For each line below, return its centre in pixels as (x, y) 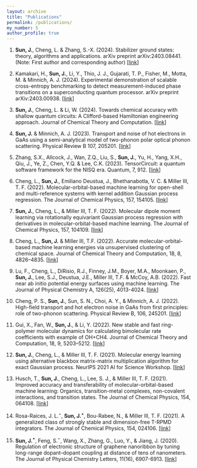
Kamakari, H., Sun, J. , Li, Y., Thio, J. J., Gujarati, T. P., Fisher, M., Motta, (101, 74)
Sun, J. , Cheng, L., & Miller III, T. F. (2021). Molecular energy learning (98, 355)
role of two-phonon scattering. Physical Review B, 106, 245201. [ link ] (98, 314)
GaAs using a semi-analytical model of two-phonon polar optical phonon (103, 140)
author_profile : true (33, 33)
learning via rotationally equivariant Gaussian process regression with (99, 218)
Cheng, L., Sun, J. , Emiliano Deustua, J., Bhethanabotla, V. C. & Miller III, (102, 181)
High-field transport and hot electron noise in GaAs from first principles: (102, 307)
